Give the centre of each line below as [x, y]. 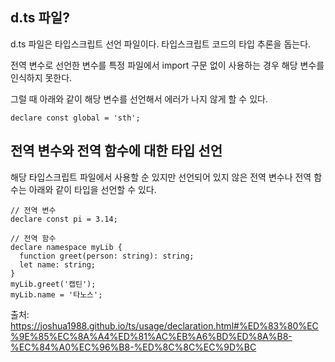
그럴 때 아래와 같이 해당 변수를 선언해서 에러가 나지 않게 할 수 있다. [139, 99]
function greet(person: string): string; [107, 256]
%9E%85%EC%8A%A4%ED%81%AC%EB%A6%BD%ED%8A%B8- [151, 336]
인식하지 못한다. [41, 77]
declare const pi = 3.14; [64, 219]
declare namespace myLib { [66, 247]
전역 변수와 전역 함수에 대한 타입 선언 [116, 151]
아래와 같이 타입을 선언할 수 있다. [92, 189]
